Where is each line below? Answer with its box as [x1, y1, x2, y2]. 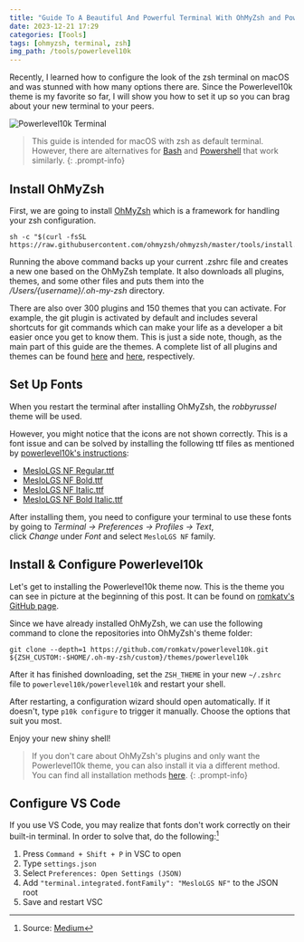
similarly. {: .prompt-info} [31, 155, 125, 166]
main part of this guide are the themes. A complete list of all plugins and [9, 341, 278, 351]
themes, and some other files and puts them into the [9, 275, 204, 286]
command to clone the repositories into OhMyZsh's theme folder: [9, 627, 253, 639]
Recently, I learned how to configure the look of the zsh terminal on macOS [9, 72, 290, 82]
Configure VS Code [9, 795, 121, 811]
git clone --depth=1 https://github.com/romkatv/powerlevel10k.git [9, 645, 270, 654]
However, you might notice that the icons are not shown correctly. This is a [9, 428, 288, 439]
